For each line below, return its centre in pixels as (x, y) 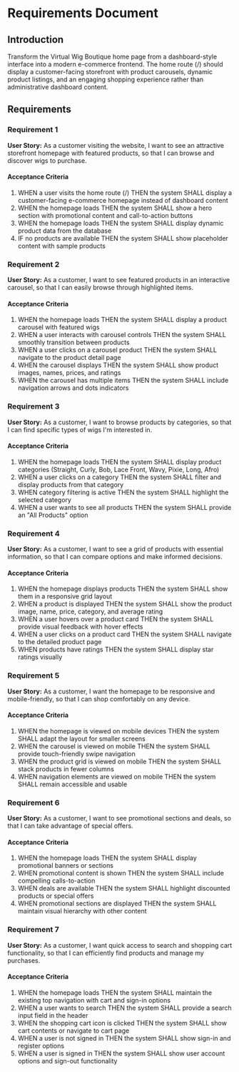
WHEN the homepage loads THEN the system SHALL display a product (122, 320)
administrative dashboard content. (58, 87)
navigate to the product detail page (69, 358)
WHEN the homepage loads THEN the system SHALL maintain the (115, 992)
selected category (44, 500)
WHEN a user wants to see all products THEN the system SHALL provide (124, 507)
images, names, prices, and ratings (69, 373)
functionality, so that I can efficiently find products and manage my (106, 953)
